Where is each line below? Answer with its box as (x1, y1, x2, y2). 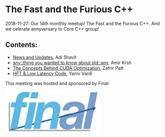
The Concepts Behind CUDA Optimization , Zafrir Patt (12, 65, 124, 71)
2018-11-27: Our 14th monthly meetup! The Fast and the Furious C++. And (5, 20, 160, 26)
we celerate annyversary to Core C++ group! (5, 25, 99, 32)
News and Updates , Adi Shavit (12, 54, 77, 60)
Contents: (5, 41, 38, 49)
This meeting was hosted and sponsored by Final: (5, 80, 110, 86)
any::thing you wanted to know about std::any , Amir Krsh (12, 60, 131, 66)
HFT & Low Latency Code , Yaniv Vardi (12, 70, 93, 76)
